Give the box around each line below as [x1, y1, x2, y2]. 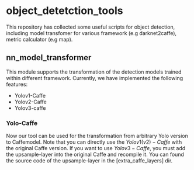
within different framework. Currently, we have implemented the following [6, 74, 183, 81]
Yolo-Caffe [6, 119, 38, 127]
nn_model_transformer [6, 53, 92, 63]
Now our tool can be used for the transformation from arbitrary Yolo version [6, 133, 188, 140]
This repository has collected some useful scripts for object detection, [6, 23, 175, 30]
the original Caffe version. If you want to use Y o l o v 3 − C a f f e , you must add [6, 145, 186, 152]
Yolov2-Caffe [14, 98, 47, 105]
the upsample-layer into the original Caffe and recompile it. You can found [6, 151, 184, 158]
